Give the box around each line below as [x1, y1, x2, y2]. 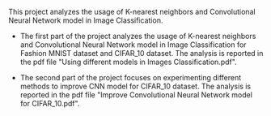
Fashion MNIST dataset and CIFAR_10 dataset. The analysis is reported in [19, 49, 264, 58]
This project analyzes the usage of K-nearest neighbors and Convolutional [8, 7, 256, 16]
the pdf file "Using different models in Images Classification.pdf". [19, 57, 237, 67]
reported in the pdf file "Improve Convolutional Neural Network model [19, 90, 253, 100]
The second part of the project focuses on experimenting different [19, 73, 242, 82]
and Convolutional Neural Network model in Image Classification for [19, 40, 247, 49]
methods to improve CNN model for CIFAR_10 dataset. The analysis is [19, 81, 252, 91]
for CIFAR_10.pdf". [19, 99, 80, 108]
